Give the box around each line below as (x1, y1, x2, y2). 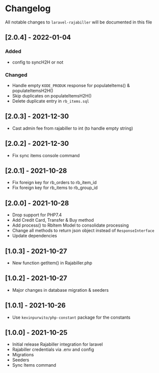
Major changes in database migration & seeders (12, 287, 109, 293)
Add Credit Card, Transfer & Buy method (12, 217, 94, 223)
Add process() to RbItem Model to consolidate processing (12, 222, 129, 228)
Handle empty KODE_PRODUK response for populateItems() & (12, 82, 130, 88)
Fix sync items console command (12, 152, 80, 158)
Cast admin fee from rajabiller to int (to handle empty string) (12, 125, 134, 131)
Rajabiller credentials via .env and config (12, 347, 94, 352)
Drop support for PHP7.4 (12, 212, 62, 218)
